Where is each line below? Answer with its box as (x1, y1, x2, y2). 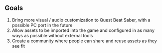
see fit (11, 43, 25, 49)
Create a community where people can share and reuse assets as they (11, 38, 158, 44)
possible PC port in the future (11, 22, 73, 28)
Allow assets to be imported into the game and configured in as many (11, 27, 155, 33)
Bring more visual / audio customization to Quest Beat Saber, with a (11, 17, 151, 23)
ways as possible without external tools (11, 32, 93, 38)
